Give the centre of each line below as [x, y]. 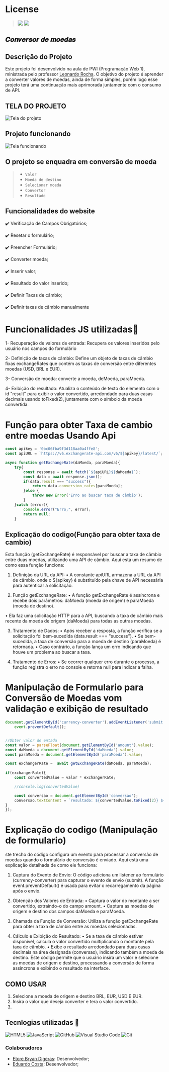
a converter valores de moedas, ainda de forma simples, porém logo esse [81, 79]
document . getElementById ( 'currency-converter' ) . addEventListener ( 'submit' [85, 723]
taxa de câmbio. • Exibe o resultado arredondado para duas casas [81, 947]
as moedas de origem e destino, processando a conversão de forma [83, 963]
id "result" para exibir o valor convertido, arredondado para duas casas [79, 394]
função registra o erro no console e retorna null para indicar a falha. [83, 667]
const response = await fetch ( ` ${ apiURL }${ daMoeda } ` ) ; [82, 472]
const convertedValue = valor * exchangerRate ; [65, 778]
